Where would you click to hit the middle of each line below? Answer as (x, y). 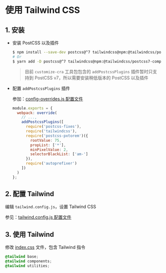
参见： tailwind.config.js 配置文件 (38, 217)
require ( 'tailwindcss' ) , (51, 131)
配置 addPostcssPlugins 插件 (41, 88)
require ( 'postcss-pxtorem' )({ (57, 136)
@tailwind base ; (22, 257)
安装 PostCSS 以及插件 (36, 43)
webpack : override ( (37, 113)
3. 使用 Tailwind (30, 234)
